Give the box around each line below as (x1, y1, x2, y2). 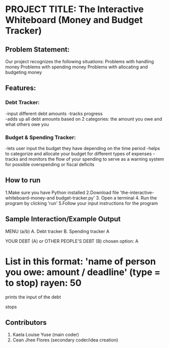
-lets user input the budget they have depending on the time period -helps (5, 145, 160, 151)
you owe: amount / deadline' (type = (5, 266, 161, 278)
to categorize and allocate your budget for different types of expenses (5, 151, 152, 157)
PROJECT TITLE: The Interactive (5, 4, 144, 15)
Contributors (5, 318, 47, 327)
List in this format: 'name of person (5, 256, 156, 267)
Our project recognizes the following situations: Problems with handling (5, 59, 154, 64)
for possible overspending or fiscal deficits (5, 161, 95, 167)
